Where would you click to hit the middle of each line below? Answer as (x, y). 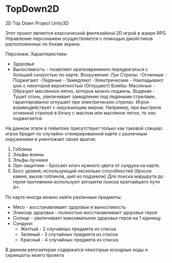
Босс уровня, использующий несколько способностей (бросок (82, 171)
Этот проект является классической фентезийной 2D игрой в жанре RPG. (86, 33)
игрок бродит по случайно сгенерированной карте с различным (76, 133)
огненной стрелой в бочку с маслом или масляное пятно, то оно (84, 113)
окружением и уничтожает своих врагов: (51, 139)
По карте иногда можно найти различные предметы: (64, 197)
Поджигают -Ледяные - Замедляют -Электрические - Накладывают (88, 80)
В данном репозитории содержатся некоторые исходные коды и (77, 250)
